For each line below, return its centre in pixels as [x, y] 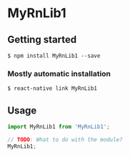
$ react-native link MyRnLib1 [52, 88]
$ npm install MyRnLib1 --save [54, 56]
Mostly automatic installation [59, 74]
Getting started [42, 40]
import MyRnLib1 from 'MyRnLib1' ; [59, 127]
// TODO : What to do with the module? [65, 140]
